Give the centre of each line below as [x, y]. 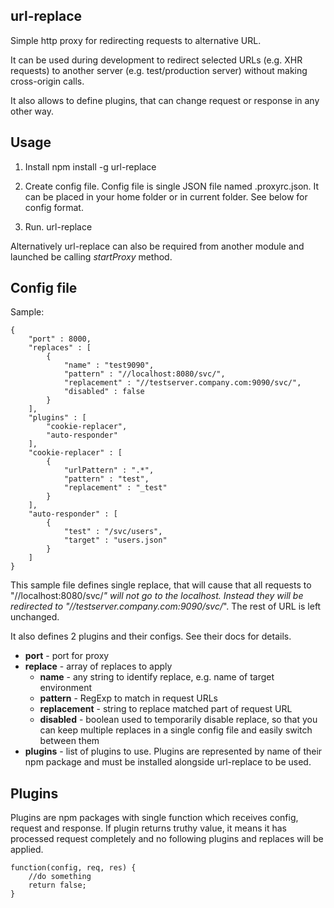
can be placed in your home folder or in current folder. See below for [166, 196]
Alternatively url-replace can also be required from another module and [157, 246]
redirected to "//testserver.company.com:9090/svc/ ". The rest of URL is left [166, 606]
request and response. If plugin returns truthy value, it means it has [148, 828]
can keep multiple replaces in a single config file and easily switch [176, 730]
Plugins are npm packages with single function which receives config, [154, 818]
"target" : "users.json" [115, 540]
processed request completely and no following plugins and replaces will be [167, 839]
